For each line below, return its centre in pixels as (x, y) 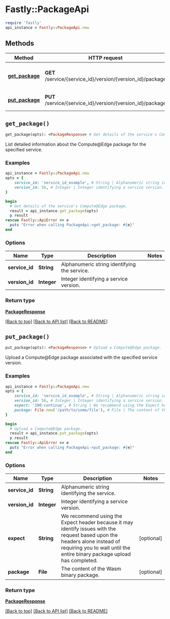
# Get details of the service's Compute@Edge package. (69, 206)
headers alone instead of (91, 541)
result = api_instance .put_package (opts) (54, 433)
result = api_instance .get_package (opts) (54, 211)
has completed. (79, 561)
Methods (20, 43)
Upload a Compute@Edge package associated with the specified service (81, 357)
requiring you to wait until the (96, 548)
